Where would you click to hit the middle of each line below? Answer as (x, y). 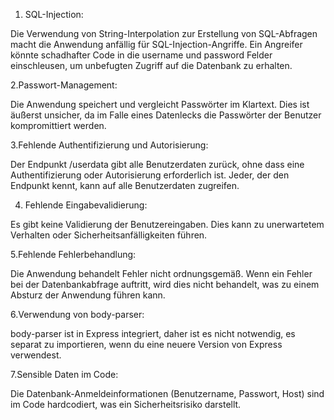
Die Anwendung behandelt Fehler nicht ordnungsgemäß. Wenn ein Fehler (161, 273)
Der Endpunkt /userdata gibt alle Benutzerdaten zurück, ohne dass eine (157, 164)
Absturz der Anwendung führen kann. (88, 295)
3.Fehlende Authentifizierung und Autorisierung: (109, 145)
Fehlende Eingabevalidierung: (86, 205)
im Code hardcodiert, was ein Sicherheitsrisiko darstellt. (126, 404)
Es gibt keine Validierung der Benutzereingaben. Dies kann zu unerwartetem (167, 224)
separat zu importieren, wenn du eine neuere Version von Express (146, 344)
